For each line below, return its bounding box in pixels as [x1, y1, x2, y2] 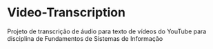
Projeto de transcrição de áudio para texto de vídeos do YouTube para [7, 27, 207, 35]
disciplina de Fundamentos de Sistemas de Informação [7, 34, 163, 42]
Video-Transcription [7, 5, 126, 20]
